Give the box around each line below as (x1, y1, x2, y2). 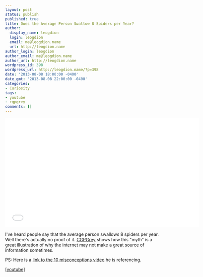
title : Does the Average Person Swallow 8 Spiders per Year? (5, 21, 135, 26)
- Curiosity (5, 85, 30, 91)
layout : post (5, 7, 32, 12)
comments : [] (5, 104, 32, 109)
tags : (5, 90, 16, 95)
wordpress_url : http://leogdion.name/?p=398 (5, 68, 99, 72)
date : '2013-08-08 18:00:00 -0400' (5, 72, 79, 77)
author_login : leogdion (5, 49, 55, 54)
